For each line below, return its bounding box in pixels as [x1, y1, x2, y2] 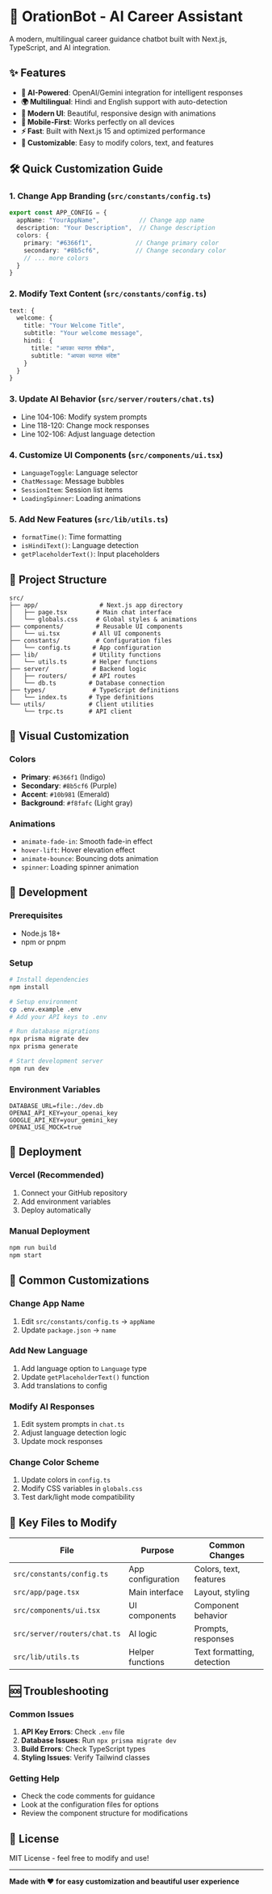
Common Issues [9, 1708, 75, 1719]
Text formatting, [194, 1646, 255, 1658]
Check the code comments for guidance [20, 1791, 156, 1801]
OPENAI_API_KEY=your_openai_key [9, 1109, 118, 1118]
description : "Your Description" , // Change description [16, 224, 216, 232]
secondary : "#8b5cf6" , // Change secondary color [23, 246, 227, 254]
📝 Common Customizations [9, 1274, 150, 1288]
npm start [9, 1251, 43, 1259]
